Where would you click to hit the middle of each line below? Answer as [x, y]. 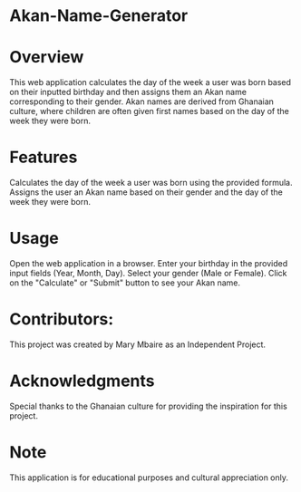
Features [44, 157]
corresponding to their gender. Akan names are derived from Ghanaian [142, 101]
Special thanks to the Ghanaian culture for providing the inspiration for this [148, 406]
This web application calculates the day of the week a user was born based [150, 82]
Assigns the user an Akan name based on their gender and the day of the [146, 192]
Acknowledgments [83, 381]
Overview [47, 58]
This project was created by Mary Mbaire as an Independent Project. [137, 344]
